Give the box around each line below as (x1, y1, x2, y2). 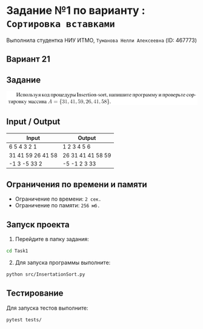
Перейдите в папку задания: (15, 236, 89, 243)
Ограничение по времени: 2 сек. (15, 195, 102, 203)
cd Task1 (6, 248, 28, 254)
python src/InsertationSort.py (6, 271, 85, 277)
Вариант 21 (6, 54, 50, 64)
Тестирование (6, 288, 64, 299)
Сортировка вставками (6, 19, 115, 30)
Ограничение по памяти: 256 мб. (15, 202, 101, 209)
